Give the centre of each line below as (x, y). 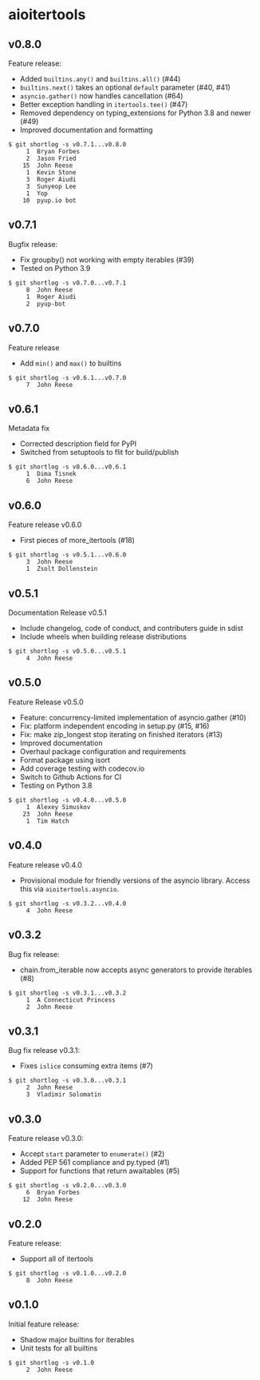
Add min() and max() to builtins (71, 363)
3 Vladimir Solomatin (64, 1095)
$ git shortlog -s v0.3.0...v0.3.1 (67, 1081)
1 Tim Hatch (47, 821)
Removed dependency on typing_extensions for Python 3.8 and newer (135, 113)
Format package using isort (65, 760)
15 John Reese (48, 166)
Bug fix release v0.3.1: (44, 1051)
